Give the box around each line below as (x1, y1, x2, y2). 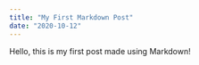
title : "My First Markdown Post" (9, 12, 134, 22)
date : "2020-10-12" (9, 21, 82, 30)
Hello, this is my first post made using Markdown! (9, 45, 191, 56)
